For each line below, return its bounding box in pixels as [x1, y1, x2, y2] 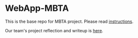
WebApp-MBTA [5, 3, 69, 14]
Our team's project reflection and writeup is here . [5, 28, 103, 33]
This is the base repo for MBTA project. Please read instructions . [5, 19, 134, 24]
